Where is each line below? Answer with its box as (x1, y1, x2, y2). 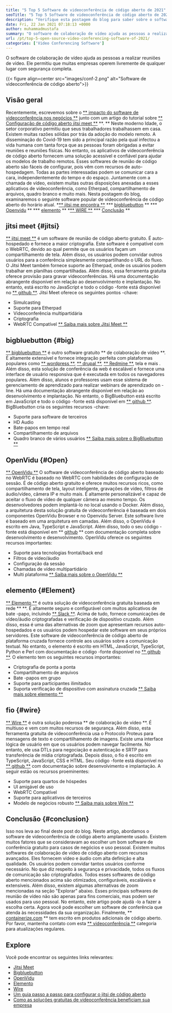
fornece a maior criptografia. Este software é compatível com (34, 241, 164, 247)
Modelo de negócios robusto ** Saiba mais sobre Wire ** (13, 800, 134, 806)
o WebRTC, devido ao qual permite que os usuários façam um (6, 246, 136, 252)
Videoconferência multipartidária (13, 310, 83, 317)
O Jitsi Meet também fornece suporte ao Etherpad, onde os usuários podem (6, 263, 166, 269)
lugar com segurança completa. (6, 65, 73, 72)
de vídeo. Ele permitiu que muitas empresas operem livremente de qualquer (6, 60, 165, 66)
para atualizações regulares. (6, 926, 66, 932)
